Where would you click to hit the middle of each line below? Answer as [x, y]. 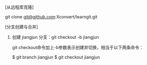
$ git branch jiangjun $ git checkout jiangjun [56, 57]
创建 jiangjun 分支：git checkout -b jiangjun [55, 37]
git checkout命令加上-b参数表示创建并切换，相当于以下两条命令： [78, 47]
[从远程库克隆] [19, 7]
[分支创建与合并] [22, 27]
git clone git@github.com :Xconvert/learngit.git [51, 17]
